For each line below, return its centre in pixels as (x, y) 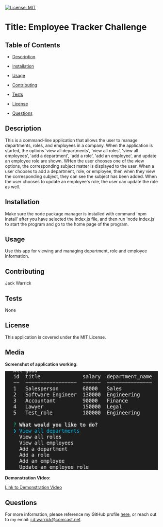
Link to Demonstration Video (33, 487)
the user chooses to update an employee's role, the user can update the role (81, 181)
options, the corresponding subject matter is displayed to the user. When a (80, 166)
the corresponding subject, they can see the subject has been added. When (81, 176)
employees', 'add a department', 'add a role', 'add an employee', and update (81, 156)
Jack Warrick (18, 283)
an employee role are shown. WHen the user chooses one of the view (75, 161)
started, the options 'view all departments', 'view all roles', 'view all (72, 150)
